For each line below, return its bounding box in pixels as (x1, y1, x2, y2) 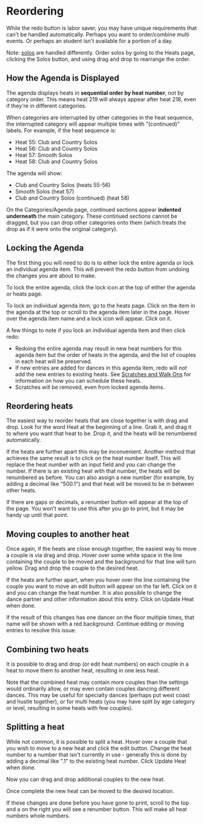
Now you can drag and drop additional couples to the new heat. (6, 775, 165, 783)
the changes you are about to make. (6, 272, 96, 279)
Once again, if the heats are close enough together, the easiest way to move (6, 545, 197, 553)
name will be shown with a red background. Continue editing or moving (6, 620, 184, 627)
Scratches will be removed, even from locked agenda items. (15, 383, 165, 391)
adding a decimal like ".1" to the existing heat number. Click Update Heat (6, 757, 187, 765)
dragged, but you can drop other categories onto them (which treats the (6, 218, 187, 226)
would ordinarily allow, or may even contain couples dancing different (6, 685, 180, 692)
